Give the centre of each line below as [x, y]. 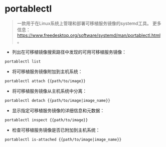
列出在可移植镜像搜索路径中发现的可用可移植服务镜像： [69, 52]
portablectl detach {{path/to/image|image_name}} [58, 100]
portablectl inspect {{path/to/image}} [46, 120]
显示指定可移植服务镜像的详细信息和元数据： [58, 110]
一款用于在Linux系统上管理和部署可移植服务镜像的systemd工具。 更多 [89, 23]
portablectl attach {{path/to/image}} [45, 81]
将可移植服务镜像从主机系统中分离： [49, 91]
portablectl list [23, 61]
